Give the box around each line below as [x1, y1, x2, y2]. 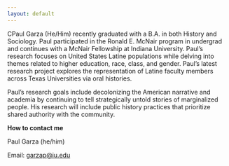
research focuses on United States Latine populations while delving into [7, 52, 215, 60]
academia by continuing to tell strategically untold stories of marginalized [7, 95, 218, 104]
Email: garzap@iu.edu [7, 151, 71, 159]
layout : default [7, 10, 55, 18]
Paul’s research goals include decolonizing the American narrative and [7, 88, 211, 96]
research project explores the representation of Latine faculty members [7, 67, 214, 75]
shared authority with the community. [7, 110, 116, 118]
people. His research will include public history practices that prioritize [7, 102, 211, 111]
